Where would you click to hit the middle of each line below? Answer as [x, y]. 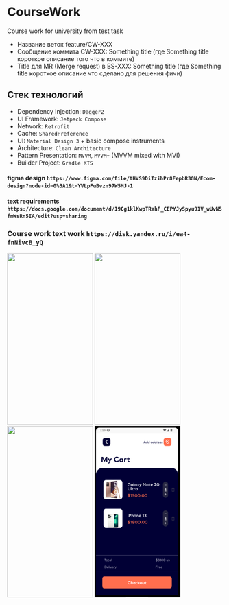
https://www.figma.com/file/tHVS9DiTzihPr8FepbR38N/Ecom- [131, 179]
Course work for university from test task [65, 31]
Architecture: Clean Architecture [64, 147]
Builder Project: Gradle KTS [55, 163]
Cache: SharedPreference [52, 133]
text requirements [33, 201]
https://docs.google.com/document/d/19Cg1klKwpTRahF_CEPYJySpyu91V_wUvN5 [115, 209]
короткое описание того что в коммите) [76, 58]
